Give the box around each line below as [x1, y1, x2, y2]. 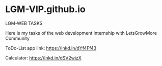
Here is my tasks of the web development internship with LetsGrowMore [5, 30, 157, 36]
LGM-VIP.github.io [5, 4, 86, 15]
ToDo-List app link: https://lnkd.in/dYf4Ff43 [5, 45, 97, 51]
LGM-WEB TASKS [5, 20, 43, 26]
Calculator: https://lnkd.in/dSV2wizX [5, 54, 82, 61]
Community [5, 35, 30, 41]
